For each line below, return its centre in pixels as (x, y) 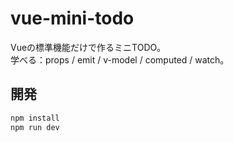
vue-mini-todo (72, 18)
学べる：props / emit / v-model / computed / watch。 (120, 59)
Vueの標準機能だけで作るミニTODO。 (88, 47)
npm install (35, 118)
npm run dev (35, 127)
